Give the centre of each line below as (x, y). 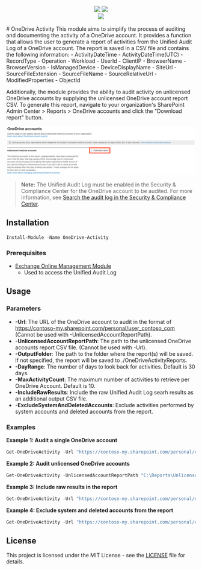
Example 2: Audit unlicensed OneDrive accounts (68, 463)
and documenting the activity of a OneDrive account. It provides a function (99, 35)
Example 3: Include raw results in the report (62, 487)
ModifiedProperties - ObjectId (43, 80)
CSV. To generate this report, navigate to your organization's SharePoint (95, 105)
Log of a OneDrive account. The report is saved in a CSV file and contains (98, 48)
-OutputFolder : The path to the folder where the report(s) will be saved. (104, 353)
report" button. (25, 117)
